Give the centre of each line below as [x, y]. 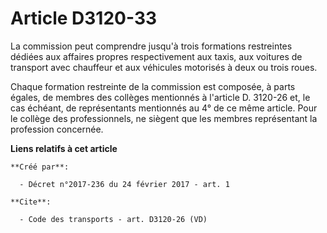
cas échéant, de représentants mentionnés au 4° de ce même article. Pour [164, 108]
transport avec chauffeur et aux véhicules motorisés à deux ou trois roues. [164, 67]
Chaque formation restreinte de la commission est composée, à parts [153, 86]
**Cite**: [31, 202]
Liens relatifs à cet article [64, 148]
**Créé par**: [40, 167]
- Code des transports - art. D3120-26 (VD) [113, 219]
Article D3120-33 [84, 18]
